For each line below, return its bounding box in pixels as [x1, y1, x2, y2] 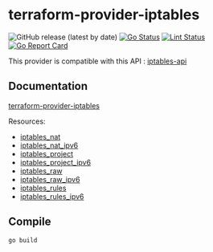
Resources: [8, 116, 46, 126]
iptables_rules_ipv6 [19, 191, 84, 201]
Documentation [8, 79, 88, 93]
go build [8, 236, 38, 244]
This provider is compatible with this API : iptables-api [8, 56, 187, 66]
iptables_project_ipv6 [19, 157, 91, 167]
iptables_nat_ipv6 [19, 140, 79, 150]
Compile [8, 215, 51, 229]
